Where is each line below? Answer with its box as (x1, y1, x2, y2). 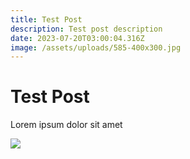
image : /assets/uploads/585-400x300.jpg (10, 42, 182, 53)
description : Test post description (10, 24, 163, 34)
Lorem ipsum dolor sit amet (10, 119, 123, 131)
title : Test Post (10, 14, 83, 25)
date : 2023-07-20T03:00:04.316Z (10, 33, 145, 43)
